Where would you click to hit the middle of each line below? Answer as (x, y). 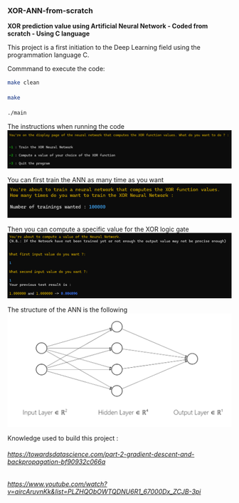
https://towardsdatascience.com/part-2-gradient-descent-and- (101, 455)
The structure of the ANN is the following (68, 310)
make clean (23, 83)
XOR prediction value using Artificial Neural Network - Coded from (108, 26)
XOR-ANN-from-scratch (51, 11)
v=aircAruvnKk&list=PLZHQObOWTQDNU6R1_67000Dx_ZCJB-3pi (104, 492)
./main (17, 112)
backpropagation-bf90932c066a (57, 462)
